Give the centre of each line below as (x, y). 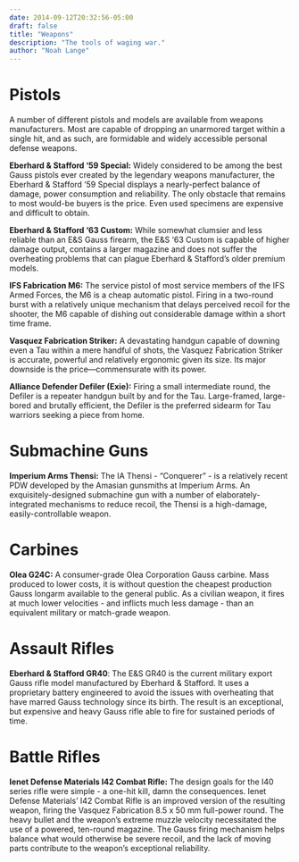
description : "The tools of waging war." (87, 42)
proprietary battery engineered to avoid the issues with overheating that (141, 692)
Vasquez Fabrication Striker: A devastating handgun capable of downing (145, 341)
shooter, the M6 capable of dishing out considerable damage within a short (147, 314)
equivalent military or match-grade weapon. (90, 612)
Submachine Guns (79, 451)
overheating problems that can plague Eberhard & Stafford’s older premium (147, 259)
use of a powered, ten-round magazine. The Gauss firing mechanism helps (147, 829)
